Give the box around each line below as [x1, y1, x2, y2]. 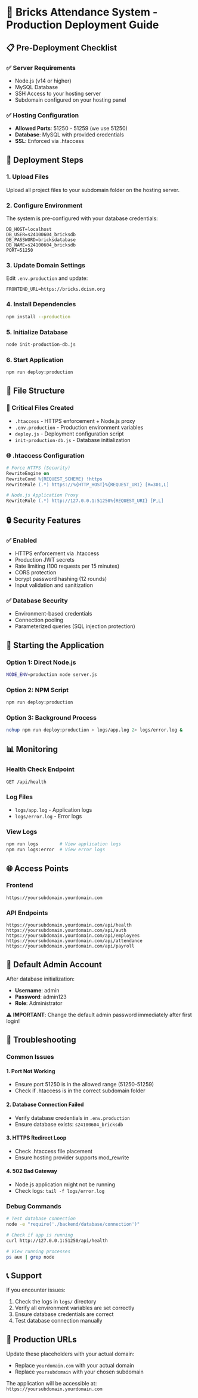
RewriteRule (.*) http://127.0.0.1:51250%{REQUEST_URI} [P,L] [6, 498, 164, 504]
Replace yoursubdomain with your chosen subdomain [14, 1368, 144, 1375]
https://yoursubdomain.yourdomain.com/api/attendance [6, 938, 143, 944]
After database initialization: [6, 975, 75, 982]
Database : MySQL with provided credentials [14, 131, 124, 138]
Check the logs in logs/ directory [14, 1298, 97, 1305]
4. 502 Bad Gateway [6, 1168, 58, 1175]
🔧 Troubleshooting [6, 1035, 76, 1045]
